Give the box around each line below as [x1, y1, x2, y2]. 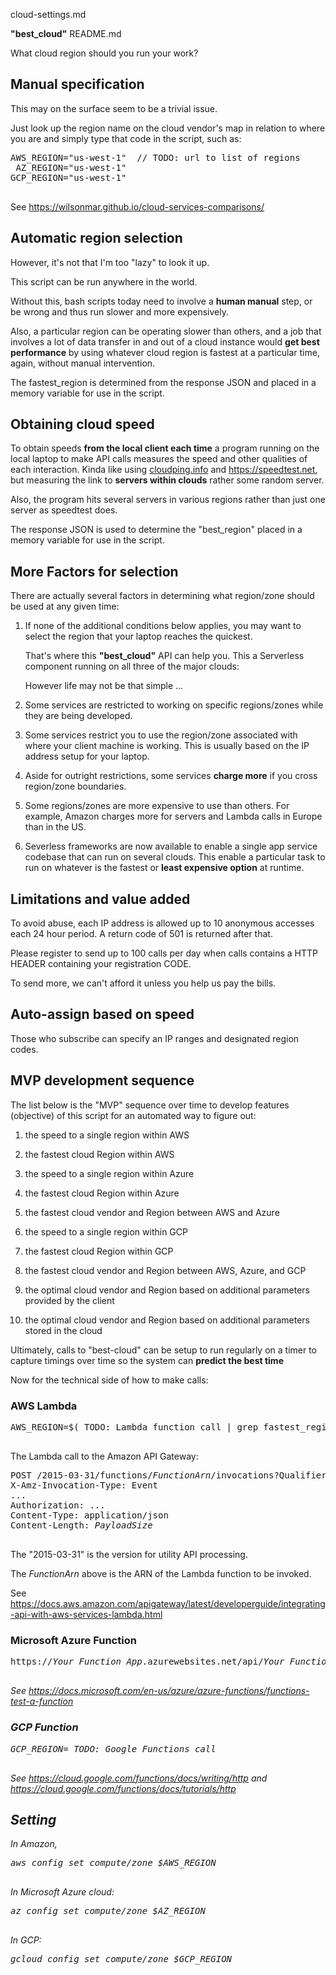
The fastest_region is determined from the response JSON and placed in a [10, 376, 317, 388]
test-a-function [10, 1695, 74, 1708]
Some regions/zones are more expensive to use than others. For [24, 800, 290, 812]
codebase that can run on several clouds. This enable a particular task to [24, 851, 326, 863]
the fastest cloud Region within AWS [24, 1148, 175, 1160]
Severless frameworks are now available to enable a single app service [24, 840, 318, 853]
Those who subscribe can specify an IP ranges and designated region [10, 1032, 300, 1044]
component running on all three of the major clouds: [24, 660, 240, 673]
